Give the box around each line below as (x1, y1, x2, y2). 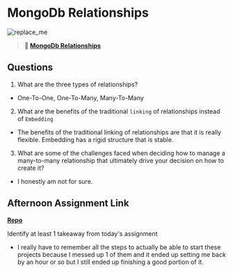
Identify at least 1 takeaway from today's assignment (7, 229, 158, 237)
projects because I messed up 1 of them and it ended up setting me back (17, 250, 226, 258)
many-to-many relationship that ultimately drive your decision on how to (17, 156, 225, 164)
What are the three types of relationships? (17, 80, 138, 88)
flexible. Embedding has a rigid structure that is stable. (17, 135, 174, 143)
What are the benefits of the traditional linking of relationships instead (17, 107, 220, 116)
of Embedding (17, 114, 54, 123)
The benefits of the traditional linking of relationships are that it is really (17, 127, 221, 136)
